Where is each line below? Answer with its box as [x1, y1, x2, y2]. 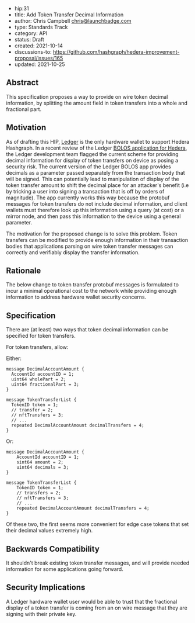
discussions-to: [14, 49, 52, 55]
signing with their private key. [6, 610, 77, 617]
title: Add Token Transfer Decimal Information [14, 11, 124, 18]
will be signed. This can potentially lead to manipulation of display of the [6, 175, 179, 182]
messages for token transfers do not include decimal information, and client [6, 200, 188, 207]
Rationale [6, 266, 41, 276]
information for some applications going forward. [6, 566, 123, 573]
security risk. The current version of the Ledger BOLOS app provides [6, 163, 171, 170]
